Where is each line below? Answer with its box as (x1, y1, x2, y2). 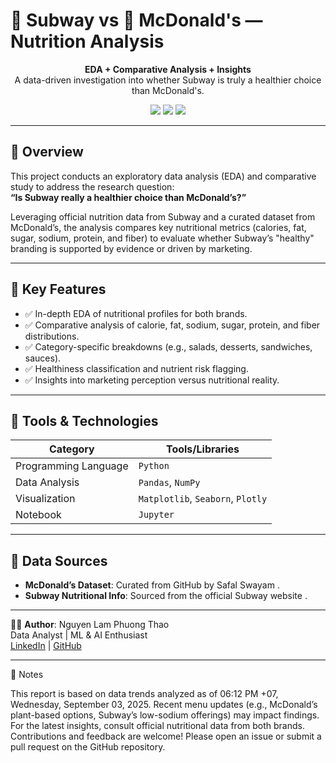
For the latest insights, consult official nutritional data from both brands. (10, 720, 305, 732)
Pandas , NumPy (138, 475, 201, 489)
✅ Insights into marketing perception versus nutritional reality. (24, 374, 280, 386)
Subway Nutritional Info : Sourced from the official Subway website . (24, 590, 308, 602)
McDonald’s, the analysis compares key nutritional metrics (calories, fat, (10, 221, 307, 233)
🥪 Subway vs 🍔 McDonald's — (10, 9, 263, 32)
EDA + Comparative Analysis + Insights (84, 63, 252, 75)
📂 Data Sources (10, 552, 108, 569)
